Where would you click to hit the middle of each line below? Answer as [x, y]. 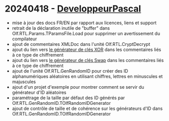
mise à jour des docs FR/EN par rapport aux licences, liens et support [84, 23]
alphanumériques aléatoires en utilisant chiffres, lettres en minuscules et [87, 76]
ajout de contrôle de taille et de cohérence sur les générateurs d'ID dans [87, 108]
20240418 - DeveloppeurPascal [73, 9]
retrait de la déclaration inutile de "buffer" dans [61, 28]
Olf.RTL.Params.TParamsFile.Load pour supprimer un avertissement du [86, 33]
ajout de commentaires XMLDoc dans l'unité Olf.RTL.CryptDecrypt [81, 44]
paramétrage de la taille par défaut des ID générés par [68, 98]
